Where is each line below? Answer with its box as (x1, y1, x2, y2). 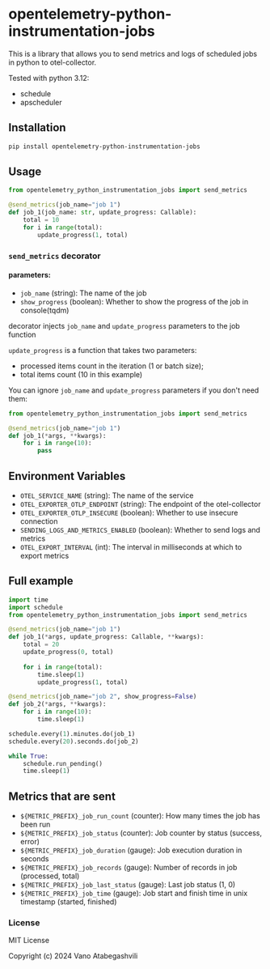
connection (19, 516, 58, 526)
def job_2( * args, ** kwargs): (8, 700, 107, 708)
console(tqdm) (19, 305, 70, 315)
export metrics (19, 551, 70, 560)
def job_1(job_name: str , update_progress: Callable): (8, 208, 197, 217)
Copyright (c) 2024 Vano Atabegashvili (8, 951, 138, 961)
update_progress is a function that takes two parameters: (8, 345, 197, 355)
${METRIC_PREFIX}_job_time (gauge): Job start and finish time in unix (19, 888, 248, 899)
